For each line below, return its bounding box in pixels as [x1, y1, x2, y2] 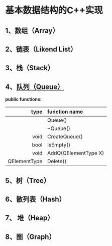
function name [47, 108, 83, 115]
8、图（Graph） [5, 232, 56, 241]
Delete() [47, 158, 67, 165]
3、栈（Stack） [5, 64, 54, 72]
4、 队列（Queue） [5, 82, 64, 91]
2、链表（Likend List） [5, 45, 77, 54]
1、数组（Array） [5, 26, 59, 35]
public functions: [5, 96, 42, 103]
